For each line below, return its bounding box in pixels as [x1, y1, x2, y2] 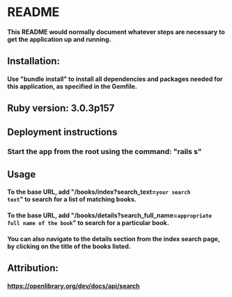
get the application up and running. [7, 35, 111, 43]
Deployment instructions [7, 126, 118, 138]
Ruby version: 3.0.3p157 [7, 102, 115, 114]
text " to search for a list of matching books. [7, 195, 137, 204]
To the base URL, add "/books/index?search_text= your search [7, 188, 191, 196]
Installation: [7, 55, 61, 67]
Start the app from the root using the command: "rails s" [7, 147, 202, 157]
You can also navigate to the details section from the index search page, [7, 234, 221, 243]
